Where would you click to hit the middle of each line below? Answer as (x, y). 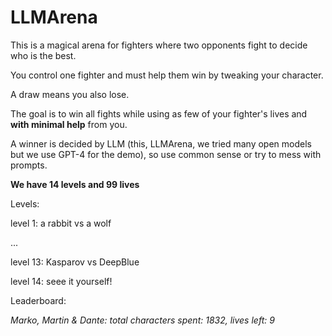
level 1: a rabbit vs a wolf (61, 223)
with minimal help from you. (69, 124)
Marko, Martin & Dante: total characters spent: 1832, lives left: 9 (142, 320)
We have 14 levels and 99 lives (75, 184)
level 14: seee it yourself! (61, 281)
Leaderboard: (38, 300)
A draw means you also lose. (70, 94)
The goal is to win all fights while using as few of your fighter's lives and (159, 113)
